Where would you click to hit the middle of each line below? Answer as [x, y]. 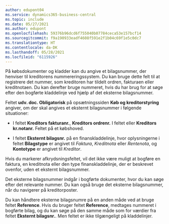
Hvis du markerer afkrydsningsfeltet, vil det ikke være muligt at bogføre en [83, 159]
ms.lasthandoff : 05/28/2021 [35, 52]
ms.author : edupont [26, 29]
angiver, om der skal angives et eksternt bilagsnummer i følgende [73, 108]
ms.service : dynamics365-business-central [51, 15]
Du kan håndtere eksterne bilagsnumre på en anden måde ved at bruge [80, 200]
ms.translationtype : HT [30, 43]
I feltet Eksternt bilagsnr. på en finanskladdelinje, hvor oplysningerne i [86, 138]
